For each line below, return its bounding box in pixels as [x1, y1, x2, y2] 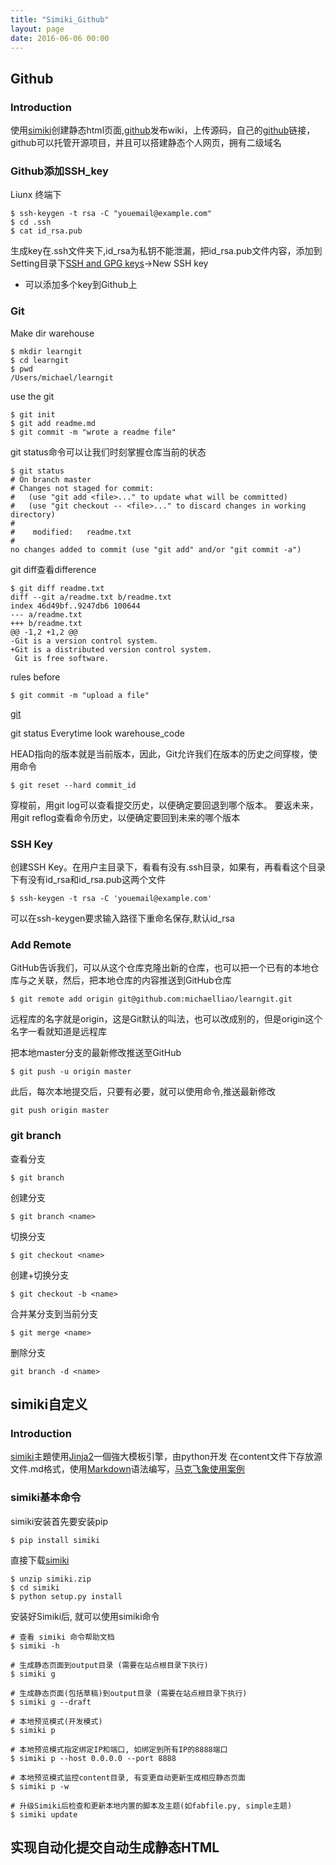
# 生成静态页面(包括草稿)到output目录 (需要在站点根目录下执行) [10, 1688, 248, 1698]
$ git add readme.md [10, 418, 97, 428]
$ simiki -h [10, 1641, 60, 1651]
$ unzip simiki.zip [10, 1574, 92, 1584]
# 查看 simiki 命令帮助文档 [10, 1632, 115, 1642]
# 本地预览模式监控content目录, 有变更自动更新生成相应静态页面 [10, 1772, 247, 1783]
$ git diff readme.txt [10, 583, 105, 593]
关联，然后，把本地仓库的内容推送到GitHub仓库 [36, 974, 232, 986]
